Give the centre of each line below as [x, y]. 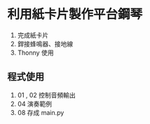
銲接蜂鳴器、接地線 [45, 43]
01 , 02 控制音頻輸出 [46, 95]
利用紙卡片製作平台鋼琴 [75, 14]
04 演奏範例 [35, 104]
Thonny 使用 [35, 53]
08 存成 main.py [41, 112]
